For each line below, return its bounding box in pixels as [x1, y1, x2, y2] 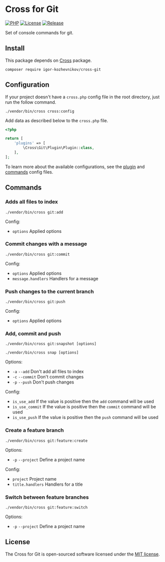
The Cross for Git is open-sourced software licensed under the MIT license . [5, 551, 160, 557]
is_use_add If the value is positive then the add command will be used [12, 398, 154, 404]
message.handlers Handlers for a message [12, 275, 98, 281]
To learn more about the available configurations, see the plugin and [5, 164, 145, 170]
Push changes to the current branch [5, 288, 94, 295]
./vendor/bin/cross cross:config [5, 109, 75, 114]
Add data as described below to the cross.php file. [5, 117, 108, 123]
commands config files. [5, 169, 54, 175]
